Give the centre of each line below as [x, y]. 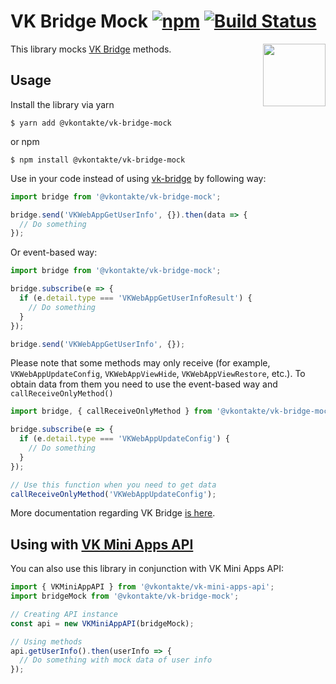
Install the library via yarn [62, 104]
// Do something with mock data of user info [116, 660]
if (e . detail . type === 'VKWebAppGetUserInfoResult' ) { [136, 298]
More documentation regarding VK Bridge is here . [113, 513]
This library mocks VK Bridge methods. [91, 49]
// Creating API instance [64, 614]
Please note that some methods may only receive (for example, [140, 363]
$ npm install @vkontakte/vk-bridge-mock [98, 160]
